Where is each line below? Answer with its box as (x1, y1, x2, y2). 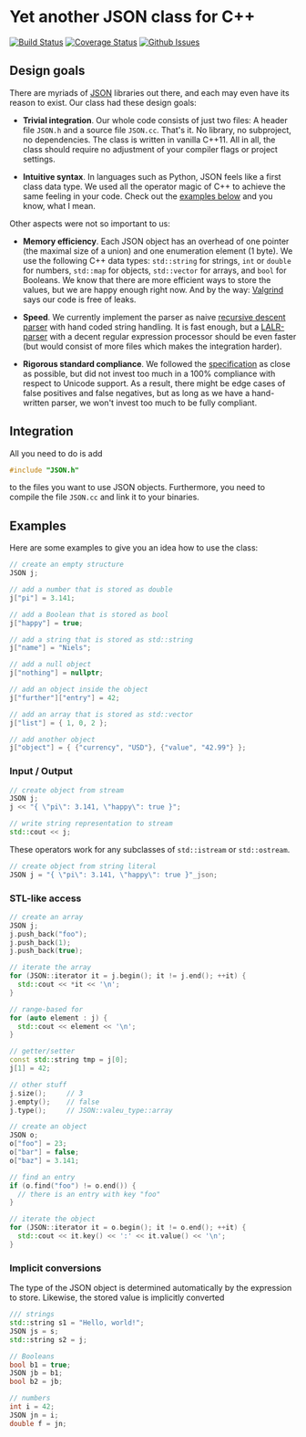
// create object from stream (9, 785, 125, 795)
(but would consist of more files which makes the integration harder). (22, 341, 282, 351)
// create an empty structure (9, 560, 125, 570)
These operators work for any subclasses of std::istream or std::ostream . (9, 844, 291, 855)
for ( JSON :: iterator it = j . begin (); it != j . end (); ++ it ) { (9, 971, 247, 981)
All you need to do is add (9, 447, 103, 458)
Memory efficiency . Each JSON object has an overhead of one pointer (22, 236, 290, 246)
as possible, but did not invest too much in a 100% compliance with (22, 368, 276, 379)
